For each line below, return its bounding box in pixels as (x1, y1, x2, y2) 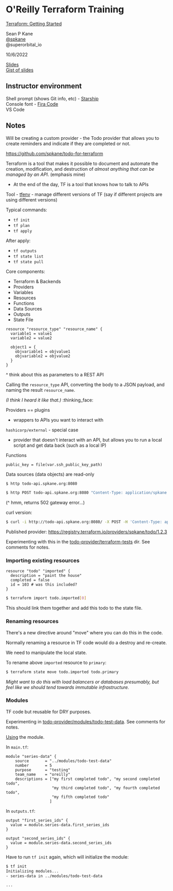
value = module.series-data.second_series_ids (10, 840, 112, 845)
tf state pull (13, 259, 44, 264)
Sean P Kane (6, 30, 33, 37)
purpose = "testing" (15, 767, 71, 772)
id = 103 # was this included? (10, 582, 78, 587)
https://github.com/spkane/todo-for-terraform (6, 150, 103, 156)
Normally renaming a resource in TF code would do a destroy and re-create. (6, 639, 167, 646)
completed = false (10, 577, 50, 583)
